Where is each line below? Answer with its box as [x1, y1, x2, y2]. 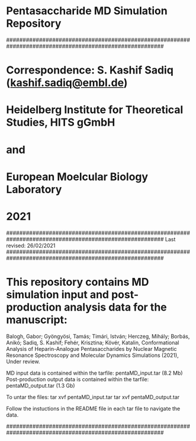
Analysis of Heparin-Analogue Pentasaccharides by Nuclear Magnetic [6, 345, 177, 352]
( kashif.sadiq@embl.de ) [6, 76, 128, 90]
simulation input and [6, 287, 110, 301]
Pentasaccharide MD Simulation [6, 4, 168, 18]
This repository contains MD [6, 275, 149, 289]
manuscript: [6, 313, 68, 327]
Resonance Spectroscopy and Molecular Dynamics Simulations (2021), [6, 351, 179, 359]
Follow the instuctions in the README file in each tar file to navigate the [6, 405, 181, 412]
